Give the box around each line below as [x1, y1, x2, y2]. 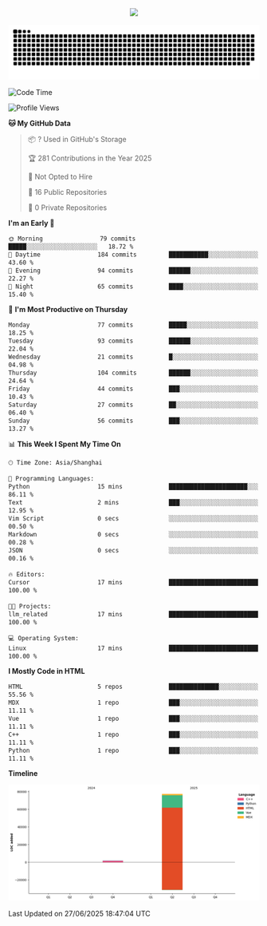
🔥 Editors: [8, 570, 45, 578]
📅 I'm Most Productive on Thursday [8, 304, 128, 314]
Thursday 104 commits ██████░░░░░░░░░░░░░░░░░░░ [8, 369, 259, 377]
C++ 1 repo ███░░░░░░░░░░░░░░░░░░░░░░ [8, 730, 259, 738]
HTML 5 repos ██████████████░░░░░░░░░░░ [8, 683, 259, 691]
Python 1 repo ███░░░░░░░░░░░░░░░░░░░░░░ [8, 746, 259, 754]
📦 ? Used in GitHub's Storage [27, 134, 128, 144]
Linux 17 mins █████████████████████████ [8, 644, 259, 652]
